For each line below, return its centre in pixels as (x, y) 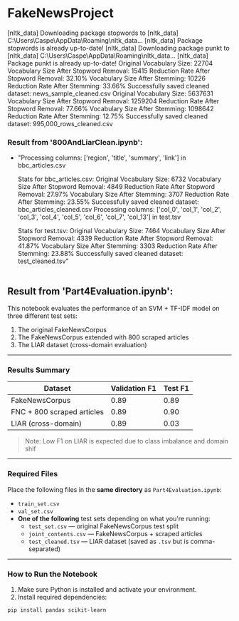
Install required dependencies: (62, 597)
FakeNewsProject (60, 13)
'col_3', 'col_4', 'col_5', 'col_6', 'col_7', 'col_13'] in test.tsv (99, 217)
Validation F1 (133, 389)
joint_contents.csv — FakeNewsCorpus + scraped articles (115, 533)
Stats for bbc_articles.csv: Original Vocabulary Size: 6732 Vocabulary (119, 179)
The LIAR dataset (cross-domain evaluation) (82, 345)
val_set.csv (35, 511)
